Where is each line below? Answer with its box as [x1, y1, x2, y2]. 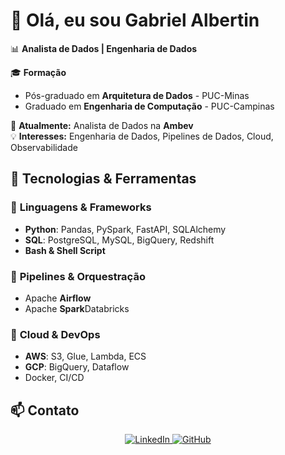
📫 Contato [10, 402, 80, 419]
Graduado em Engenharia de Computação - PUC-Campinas [24, 100, 275, 112]
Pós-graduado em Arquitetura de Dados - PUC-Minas [24, 89, 250, 101]
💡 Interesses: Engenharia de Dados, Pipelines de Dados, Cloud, [10, 130, 274, 142]
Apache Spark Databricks [24, 302, 130, 314]
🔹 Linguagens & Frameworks [10, 200, 152, 214]
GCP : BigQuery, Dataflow [24, 361, 130, 373]
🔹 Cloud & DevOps [10, 327, 101, 341]
